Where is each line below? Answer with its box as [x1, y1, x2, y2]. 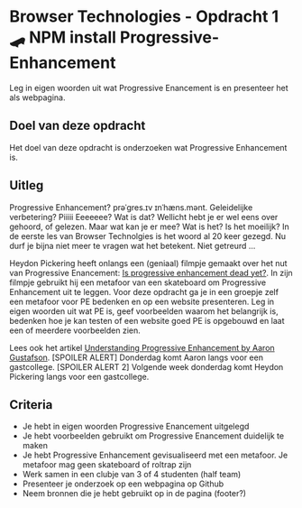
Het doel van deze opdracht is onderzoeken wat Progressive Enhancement [9, 142, 288, 152]
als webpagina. [9, 92, 66, 103]
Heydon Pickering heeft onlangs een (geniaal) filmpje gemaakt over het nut [9, 257, 288, 268]
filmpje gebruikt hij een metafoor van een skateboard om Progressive [9, 277, 267, 288]
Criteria [9, 397, 53, 412]
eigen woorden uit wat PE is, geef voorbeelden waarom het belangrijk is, [9, 305, 279, 317]
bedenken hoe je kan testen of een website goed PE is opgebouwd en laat [9, 315, 286, 326]
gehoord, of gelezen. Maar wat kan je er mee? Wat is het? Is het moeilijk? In [9, 221, 290, 232]
